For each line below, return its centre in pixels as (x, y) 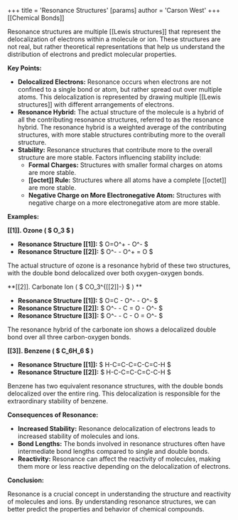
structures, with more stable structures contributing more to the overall (121, 135)
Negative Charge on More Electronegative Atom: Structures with (125, 195)
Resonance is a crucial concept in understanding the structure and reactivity (119, 494)
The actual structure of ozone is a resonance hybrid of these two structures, (119, 265)
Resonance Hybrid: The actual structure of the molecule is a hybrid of (121, 112)
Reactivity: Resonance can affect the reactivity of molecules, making (119, 459)
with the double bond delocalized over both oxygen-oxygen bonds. (106, 273)
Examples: (23, 217)
